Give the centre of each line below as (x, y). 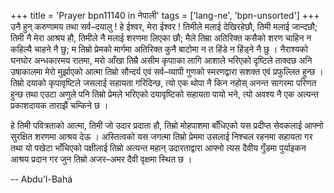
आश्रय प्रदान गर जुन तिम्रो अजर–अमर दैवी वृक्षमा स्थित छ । (101, 159)
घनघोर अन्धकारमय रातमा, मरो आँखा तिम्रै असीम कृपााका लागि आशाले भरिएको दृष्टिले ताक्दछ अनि (161, 60)
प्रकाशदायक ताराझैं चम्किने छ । (59, 105)
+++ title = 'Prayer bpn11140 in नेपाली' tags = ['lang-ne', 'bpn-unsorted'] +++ (165, 15)
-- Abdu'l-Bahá (41, 179)
